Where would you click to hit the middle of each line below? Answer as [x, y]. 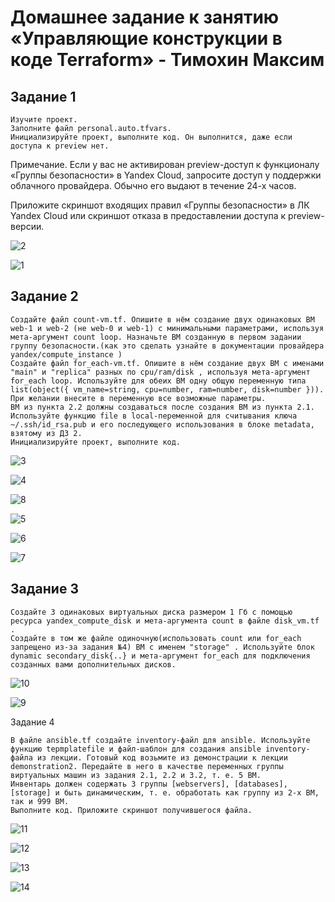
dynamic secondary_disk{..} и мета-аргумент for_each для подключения [160, 656]
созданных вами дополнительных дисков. [93, 664]
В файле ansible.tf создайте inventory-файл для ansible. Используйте [160, 740]
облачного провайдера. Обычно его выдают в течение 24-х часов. [153, 185]
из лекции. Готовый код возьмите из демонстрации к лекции [162, 757]
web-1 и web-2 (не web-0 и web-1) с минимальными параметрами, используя [167, 328]
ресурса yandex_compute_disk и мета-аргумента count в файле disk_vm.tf [165, 621]
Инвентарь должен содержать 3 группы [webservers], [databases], [149, 784]
